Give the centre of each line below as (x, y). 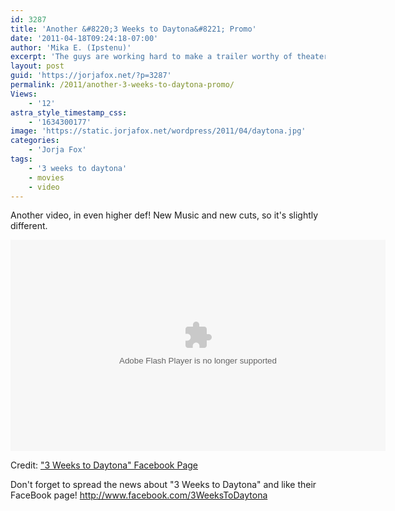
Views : (24, 94)
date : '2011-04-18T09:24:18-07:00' (84, 38)
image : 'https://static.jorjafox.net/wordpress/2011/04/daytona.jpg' (158, 131)
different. (29, 226)
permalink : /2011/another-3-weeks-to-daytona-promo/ (122, 85)
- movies (46, 177)
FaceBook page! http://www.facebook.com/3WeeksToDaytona (139, 495)
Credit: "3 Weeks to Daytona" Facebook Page (104, 465)
